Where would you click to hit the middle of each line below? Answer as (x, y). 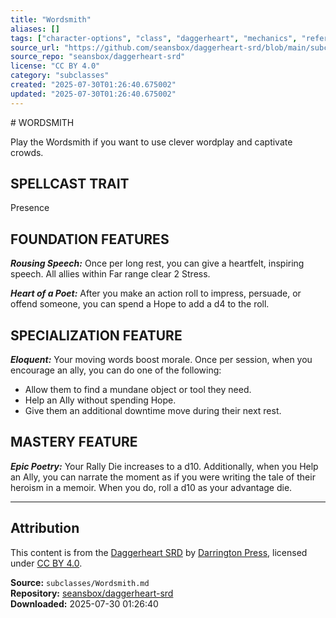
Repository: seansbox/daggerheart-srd (92, 593)
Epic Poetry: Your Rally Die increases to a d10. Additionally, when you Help (164, 466)
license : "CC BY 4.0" (55, 66)
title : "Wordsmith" (51, 19)
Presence (30, 208)
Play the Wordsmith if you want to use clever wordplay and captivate (151, 142)
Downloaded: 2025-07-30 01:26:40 (84, 603)
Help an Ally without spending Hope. (100, 400)
